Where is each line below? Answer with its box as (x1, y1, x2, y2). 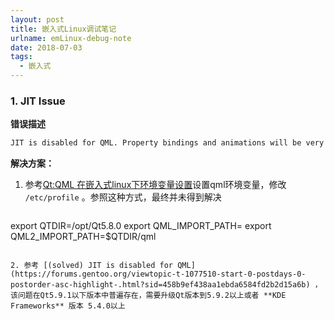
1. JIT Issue (10, 94, 66, 108)
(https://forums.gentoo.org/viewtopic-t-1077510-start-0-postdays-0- (10, 269, 307, 280)
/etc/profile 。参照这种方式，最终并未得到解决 (24, 191, 222, 203)
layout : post (10, 14, 65, 25)
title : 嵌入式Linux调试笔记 (10, 24, 117, 34)
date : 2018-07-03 (10, 42, 83, 53)
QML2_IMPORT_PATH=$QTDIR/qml (10, 231, 157, 243)
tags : (10, 52, 33, 62)
